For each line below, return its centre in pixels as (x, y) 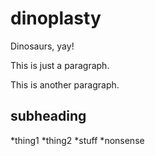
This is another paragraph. (65, 84)
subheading (48, 116)
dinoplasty (56, 18)
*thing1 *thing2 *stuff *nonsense (77, 140)
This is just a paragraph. (60, 65)
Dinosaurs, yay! (42, 46)
